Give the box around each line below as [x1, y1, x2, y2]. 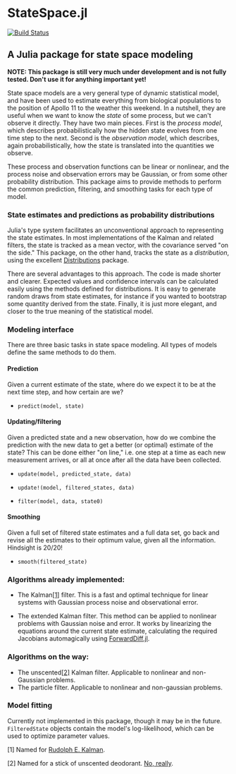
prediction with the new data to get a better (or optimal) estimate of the [7, 440, 213, 449]
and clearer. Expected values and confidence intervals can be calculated [7, 277, 218, 286]
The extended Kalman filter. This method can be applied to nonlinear [17, 612, 217, 620]
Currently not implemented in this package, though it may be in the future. [7, 716, 222, 725]
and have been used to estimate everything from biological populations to [7, 96, 222, 104]
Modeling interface [7, 325, 74, 334]
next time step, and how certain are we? [7, 387, 124, 396]
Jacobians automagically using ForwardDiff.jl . [17, 634, 150, 643]
